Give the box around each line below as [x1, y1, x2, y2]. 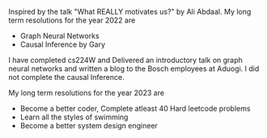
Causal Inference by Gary [19, 40, 106, 49]
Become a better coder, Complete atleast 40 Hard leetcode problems [19, 104, 251, 113]
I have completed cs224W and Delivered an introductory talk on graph [8, 56, 243, 65]
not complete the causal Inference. [8, 73, 125, 82]
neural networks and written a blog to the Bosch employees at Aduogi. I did [8, 64, 260, 73]
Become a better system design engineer [19, 121, 158, 130]
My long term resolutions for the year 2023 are [8, 88, 164, 98]
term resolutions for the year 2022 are [8, 15, 136, 25]
